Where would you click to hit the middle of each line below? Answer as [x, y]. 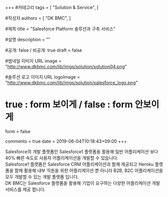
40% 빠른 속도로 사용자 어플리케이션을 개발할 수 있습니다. [62, 158]
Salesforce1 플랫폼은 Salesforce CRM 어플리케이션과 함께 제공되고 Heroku [79, 164]
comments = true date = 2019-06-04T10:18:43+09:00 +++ [66, 141]
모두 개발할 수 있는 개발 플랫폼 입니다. [42, 177]
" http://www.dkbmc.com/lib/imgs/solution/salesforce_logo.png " [72, 83]
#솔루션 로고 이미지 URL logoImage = [43, 77]
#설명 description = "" [28, 40]
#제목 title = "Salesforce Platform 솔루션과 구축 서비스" [60, 29]
